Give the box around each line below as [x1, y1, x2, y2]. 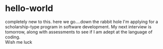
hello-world [5, 3, 54, 14]
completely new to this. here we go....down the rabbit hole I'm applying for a [5, 19, 159, 24]
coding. [5, 34, 20, 40]
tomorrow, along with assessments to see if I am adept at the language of [5, 29, 153, 35]
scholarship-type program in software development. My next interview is [5, 24, 152, 29]
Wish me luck [5, 39, 33, 45]
